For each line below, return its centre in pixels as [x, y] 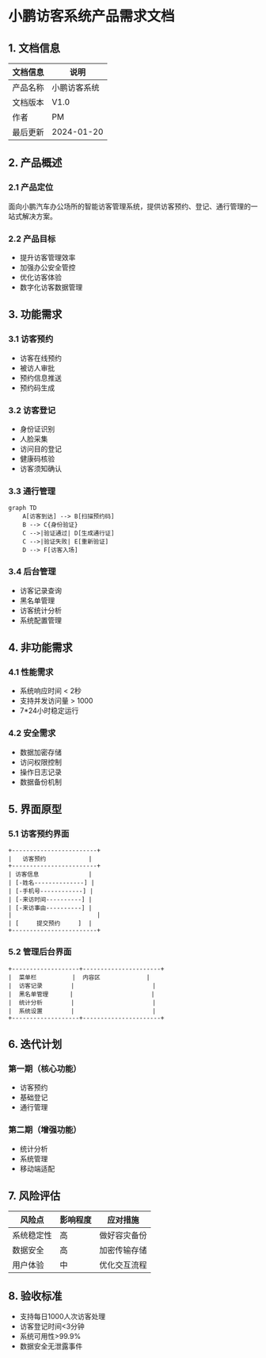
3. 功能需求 [35, 315]
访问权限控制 [40, 761]
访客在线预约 [40, 358]
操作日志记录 [40, 772]
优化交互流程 [123, 1265]
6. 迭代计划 [35, 1044]
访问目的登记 [40, 448]
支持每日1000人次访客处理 [62, 1317]
